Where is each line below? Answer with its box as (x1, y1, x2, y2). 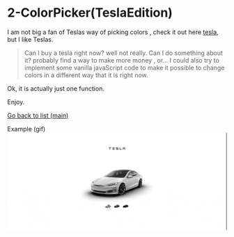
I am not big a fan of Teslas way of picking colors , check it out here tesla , (7, 28, 219, 36)
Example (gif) (7, 124, 46, 133)
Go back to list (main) (7, 111, 69, 120)
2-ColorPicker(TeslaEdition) (7, 5, 173, 21)
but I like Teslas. (7, 35, 54, 43)
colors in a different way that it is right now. (24, 71, 148, 79)
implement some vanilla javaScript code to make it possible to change (24, 63, 225, 72)
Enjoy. (7, 97, 25, 106)
